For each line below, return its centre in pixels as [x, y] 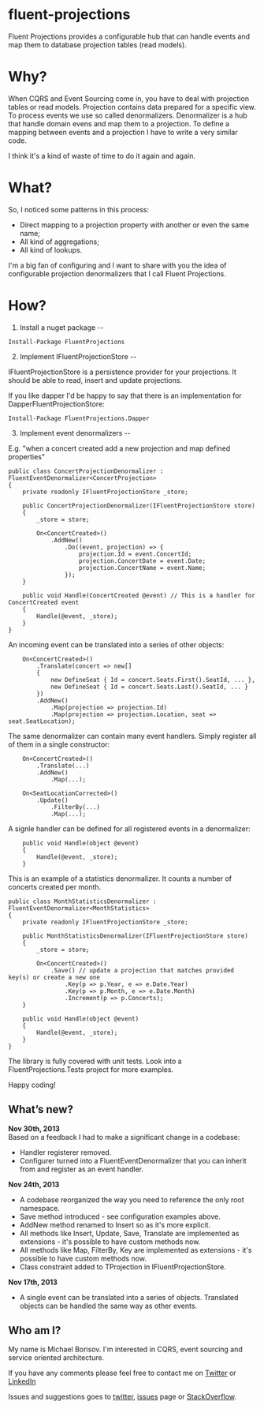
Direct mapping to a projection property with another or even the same [134, 225]
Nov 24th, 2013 [34, 1184]
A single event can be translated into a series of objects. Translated [129, 1297]
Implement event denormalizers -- [75, 433]
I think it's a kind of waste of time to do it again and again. [102, 156]
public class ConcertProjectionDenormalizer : [86, 471]
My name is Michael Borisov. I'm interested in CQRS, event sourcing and [125, 1349]
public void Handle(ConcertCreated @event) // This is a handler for [139, 595]
